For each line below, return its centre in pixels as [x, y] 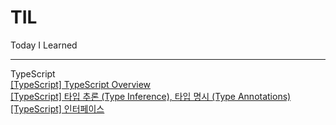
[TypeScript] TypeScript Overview [81, 84]
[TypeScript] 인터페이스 [57, 108]
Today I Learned [44, 45]
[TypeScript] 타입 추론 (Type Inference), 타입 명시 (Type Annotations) [151, 96]
